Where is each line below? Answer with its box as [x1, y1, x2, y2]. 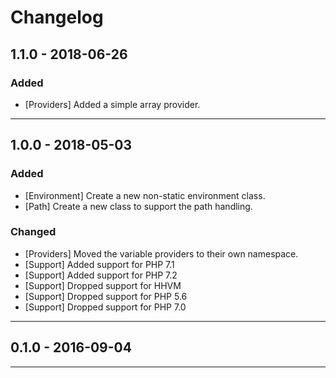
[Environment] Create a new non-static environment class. [24, 189, 266, 201]
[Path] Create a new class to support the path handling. [24, 200, 253, 212]
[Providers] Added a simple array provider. [24, 98, 201, 110]
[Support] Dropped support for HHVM [24, 279, 182, 291]
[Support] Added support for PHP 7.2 [24, 269, 178, 281]
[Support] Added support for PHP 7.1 [24, 258, 175, 270]
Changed [10, 225, 57, 239]
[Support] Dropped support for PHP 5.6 [24, 290, 188, 302]
